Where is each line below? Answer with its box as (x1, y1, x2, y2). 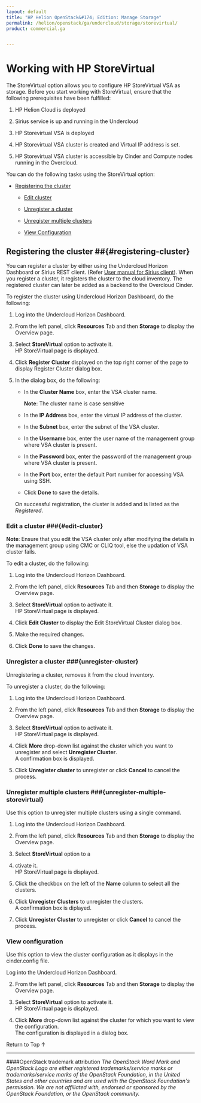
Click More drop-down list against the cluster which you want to (14, 742, 173, 749)
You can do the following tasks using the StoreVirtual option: (6, 171, 156, 178)
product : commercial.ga (6, 25, 66, 32)
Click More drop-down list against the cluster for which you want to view (14, 1017, 194, 1024)
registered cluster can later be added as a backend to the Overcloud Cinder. (6, 282, 194, 288)
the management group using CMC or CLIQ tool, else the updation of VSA (6, 542, 188, 549)
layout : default (6, 8, 47, 15)
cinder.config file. (6, 957, 50, 964)
